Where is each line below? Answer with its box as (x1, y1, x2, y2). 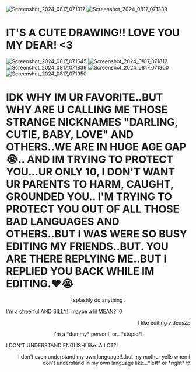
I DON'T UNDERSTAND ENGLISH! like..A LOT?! (6, 342, 118, 349)
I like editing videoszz (138, 319, 190, 326)
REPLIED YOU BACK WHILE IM (6, 265, 155, 278)
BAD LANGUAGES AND (6, 215, 120, 228)
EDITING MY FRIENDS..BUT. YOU (6, 240, 169, 253)
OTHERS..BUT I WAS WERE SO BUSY (6, 228, 188, 241)
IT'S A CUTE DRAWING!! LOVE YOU (6, 26, 180, 39)
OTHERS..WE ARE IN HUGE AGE (6, 140, 162, 154)
